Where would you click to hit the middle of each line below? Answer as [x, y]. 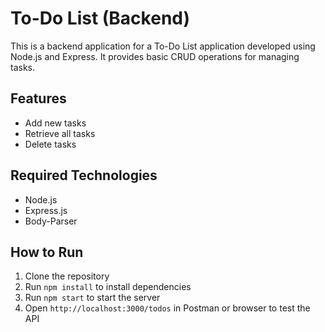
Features [38, 98]
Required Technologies [84, 175]
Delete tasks [50, 144]
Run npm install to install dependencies [108, 287]
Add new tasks [55, 123]
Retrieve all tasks [60, 133]
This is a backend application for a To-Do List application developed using [163, 46]
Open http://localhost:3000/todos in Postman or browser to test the [167, 308]
